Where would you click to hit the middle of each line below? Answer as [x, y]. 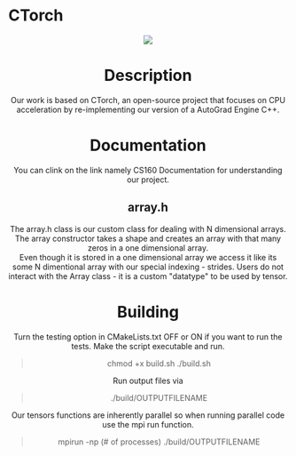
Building [148, 312]
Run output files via [148, 380]
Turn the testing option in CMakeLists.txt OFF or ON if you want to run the [148, 336]
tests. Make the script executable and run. [148, 346]
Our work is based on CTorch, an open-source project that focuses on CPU [148, 100]
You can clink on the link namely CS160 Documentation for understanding [148, 170]
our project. [148, 180]
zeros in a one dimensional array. [148, 248]
